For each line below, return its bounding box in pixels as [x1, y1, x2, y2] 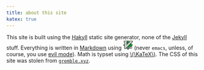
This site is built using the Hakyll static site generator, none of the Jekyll [6, 33, 188, 40]
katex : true [6, 16, 37, 22]
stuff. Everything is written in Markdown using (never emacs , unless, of [6, 44, 194, 51]
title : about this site [6, 10, 67, 16]
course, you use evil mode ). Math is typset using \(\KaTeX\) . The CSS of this [6, 50, 199, 57]
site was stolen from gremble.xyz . [6, 57, 90, 64]
